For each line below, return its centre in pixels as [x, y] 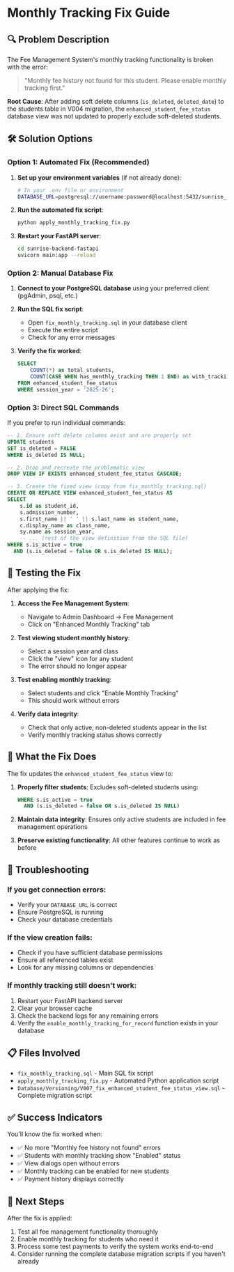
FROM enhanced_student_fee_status [67, 383]
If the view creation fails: [50, 937]
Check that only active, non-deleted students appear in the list [117, 727]
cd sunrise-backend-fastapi [58, 249]
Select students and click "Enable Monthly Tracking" [103, 693]
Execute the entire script [63, 330]
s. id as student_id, [49, 506]
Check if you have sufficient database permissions [90, 953]
